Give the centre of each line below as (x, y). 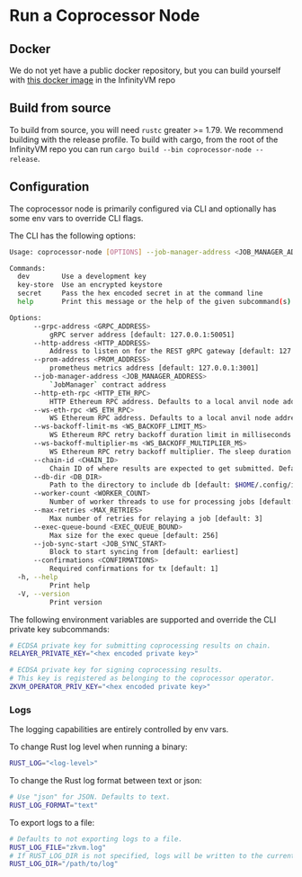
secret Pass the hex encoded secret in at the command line (140, 293)
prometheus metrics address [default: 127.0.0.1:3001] (154, 368)
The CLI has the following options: (73, 236)
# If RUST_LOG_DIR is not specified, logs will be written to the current (152, 855)
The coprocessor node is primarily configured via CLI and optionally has (143, 209)
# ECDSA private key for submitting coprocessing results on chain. (140, 645)
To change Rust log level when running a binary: (98, 747)
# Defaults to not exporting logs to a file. (96, 839)
